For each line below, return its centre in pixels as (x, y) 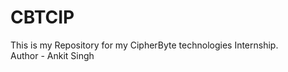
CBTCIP (42, 17)
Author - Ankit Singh (52, 55)
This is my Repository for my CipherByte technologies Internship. (144, 45)
